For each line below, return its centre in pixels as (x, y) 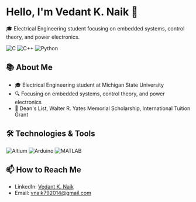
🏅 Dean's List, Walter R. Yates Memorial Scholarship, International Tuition (102, 108)
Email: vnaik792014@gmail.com (53, 193)
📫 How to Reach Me (44, 170)
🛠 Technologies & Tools (51, 134)
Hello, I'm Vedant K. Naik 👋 (72, 12)
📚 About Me (29, 68)
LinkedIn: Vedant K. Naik (44, 187)
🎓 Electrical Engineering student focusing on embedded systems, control (95, 28)
